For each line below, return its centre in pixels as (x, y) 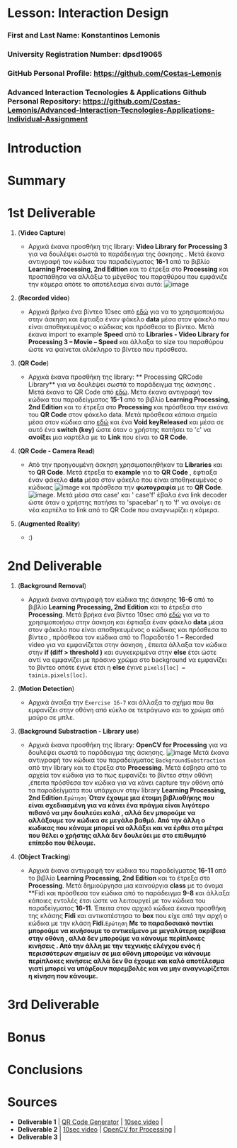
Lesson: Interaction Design (88, 13)
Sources (33, 1102)
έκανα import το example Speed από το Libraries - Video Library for (129, 334)
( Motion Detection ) (46, 689)
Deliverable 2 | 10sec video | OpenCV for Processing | (97, 1129)
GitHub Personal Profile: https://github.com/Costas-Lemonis (114, 73)
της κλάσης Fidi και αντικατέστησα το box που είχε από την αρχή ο (128, 916)
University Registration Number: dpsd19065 (85, 55)
